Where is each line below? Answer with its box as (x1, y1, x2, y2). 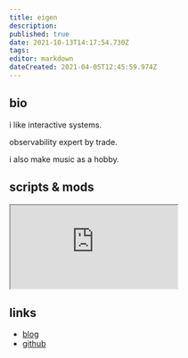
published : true (9, 29, 69, 38)
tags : (9, 46, 29, 55)
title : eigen (9, 12, 58, 22)
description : (9, 21, 58, 30)
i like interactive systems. (9, 119, 102, 130)
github (21, 338, 46, 349)
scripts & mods (9, 180, 95, 195)
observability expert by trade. (9, 136, 118, 147)
